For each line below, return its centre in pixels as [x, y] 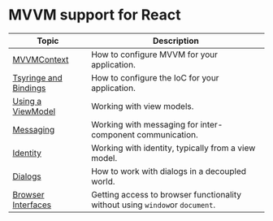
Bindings [29, 88]
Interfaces [32, 205]
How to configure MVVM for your [154, 54]
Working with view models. [142, 106]
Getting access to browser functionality [166, 194]
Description [176, 41]
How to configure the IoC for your [155, 77]
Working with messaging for [145, 124]
